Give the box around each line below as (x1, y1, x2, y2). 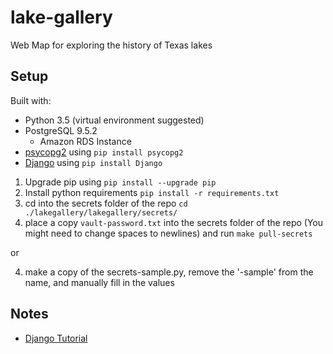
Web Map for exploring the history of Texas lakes (10, 39, 213, 51)
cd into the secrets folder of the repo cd (24, 197, 188, 209)
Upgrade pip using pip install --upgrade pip (24, 176, 217, 188)
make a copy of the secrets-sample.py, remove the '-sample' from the (24, 266, 314, 278)
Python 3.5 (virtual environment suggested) (24, 114, 205, 126)
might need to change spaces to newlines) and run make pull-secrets (24, 227, 313, 239)
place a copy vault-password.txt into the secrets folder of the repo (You (24, 216, 324, 228)
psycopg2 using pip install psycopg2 (24, 146, 184, 158)
